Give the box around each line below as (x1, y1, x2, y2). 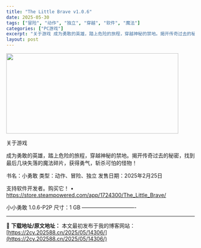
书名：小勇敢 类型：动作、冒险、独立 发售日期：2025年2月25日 (6, 172, 163, 179)
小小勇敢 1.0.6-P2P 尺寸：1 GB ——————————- (6, 204, 137, 211)
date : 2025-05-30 (6, 14, 50, 20)
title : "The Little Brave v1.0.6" (6, 8, 93, 15)
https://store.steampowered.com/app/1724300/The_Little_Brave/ (6, 192, 166, 198)
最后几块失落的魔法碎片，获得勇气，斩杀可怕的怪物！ (6, 160, 138, 166)
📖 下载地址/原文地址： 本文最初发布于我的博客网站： (6, 222, 136, 229)
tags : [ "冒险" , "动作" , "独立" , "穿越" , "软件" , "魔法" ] (6, 20, 141, 26)
